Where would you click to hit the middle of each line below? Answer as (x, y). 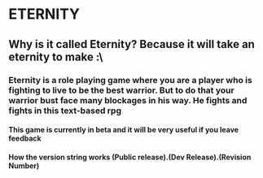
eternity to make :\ (56, 56)
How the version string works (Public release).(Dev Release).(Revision (130, 157)
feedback (25, 138)
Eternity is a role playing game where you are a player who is (130, 80)
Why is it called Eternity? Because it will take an (131, 44)
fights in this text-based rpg (65, 111)
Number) (24, 165)
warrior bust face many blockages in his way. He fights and (128, 100)
